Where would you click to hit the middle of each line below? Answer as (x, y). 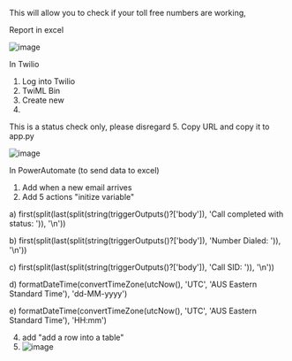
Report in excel (37, 30)
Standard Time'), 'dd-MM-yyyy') (68, 294)
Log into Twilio (49, 81)
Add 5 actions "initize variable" (78, 197)
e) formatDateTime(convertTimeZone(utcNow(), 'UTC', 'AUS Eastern (133, 311)
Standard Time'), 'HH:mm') (58, 320)
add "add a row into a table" (73, 337)
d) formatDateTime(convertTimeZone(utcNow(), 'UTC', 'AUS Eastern (133, 284)
